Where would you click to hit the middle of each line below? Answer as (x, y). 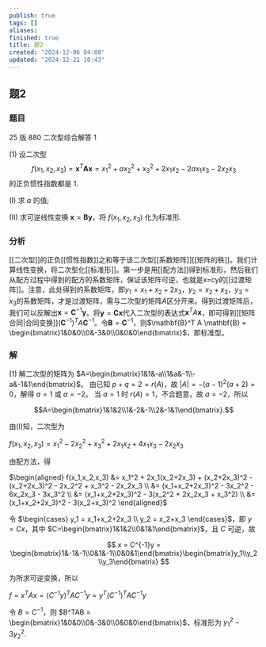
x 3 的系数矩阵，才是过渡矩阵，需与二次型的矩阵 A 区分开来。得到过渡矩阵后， (133, 302)
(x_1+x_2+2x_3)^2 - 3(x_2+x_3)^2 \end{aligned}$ (88, 503)
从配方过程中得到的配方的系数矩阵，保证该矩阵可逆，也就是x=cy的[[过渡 (127, 280)
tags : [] (23, 23)
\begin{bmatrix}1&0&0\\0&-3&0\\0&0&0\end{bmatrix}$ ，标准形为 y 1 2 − (124, 622)
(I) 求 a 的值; (29, 201)
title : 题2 (27, 45)
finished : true (34, 38)
